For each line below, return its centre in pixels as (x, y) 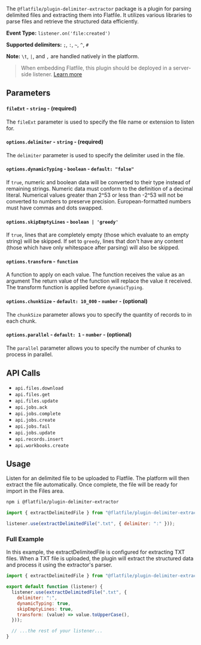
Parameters (28, 93)
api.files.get (32, 394)
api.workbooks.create (42, 445)
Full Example (25, 539)
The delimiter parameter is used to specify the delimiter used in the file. (96, 155)
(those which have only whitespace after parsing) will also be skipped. (93, 248)
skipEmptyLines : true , (45, 609)
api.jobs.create (35, 420)
